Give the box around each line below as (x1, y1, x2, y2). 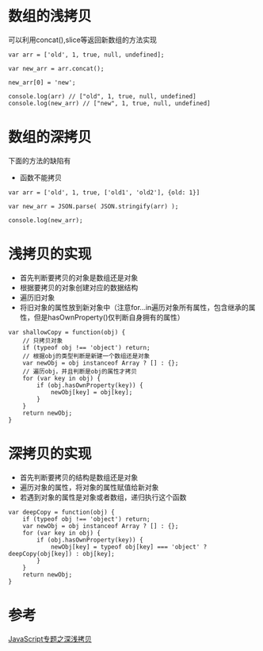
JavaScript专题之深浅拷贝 (8, 634, 93, 643)
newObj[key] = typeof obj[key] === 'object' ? (50, 542, 208, 551)
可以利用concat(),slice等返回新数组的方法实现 (8, 35, 157, 44)
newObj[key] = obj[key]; (50, 388, 133, 396)
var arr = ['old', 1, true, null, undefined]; (8, 51, 165, 59)
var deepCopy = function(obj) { (8, 508, 115, 516)
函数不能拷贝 (19, 172, 62, 182)
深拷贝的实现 (8, 445, 93, 462)
